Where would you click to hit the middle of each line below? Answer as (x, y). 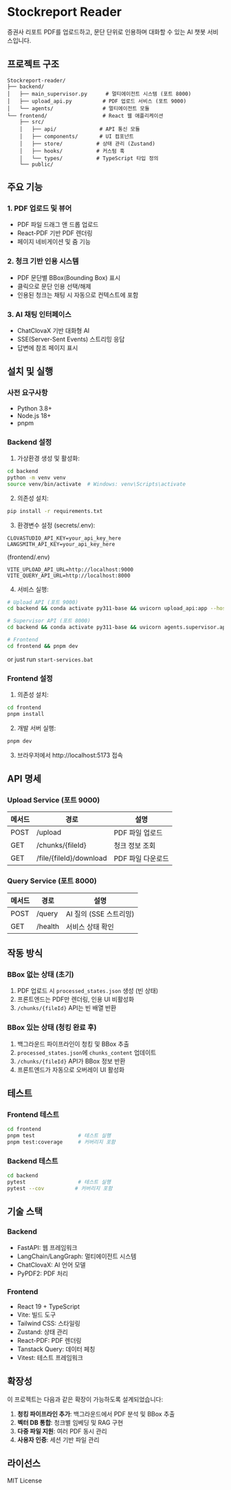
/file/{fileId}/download (72, 858)
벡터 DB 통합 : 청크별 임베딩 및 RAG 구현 (70, 1422)
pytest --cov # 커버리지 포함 (60, 1189)
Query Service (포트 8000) (52, 881)
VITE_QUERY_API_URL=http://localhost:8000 (69, 576)
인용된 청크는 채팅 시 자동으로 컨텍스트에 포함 (78, 295)
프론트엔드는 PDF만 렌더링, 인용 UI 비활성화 (76, 999)
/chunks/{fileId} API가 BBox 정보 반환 (71, 1061)
